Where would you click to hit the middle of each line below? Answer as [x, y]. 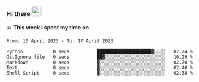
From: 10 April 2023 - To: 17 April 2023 [60, 41]
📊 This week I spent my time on [48, 28]
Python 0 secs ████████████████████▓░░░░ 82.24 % [99, 52]
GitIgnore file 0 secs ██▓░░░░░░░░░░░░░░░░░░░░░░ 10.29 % [99, 57]
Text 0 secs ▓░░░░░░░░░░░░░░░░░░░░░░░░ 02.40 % [99, 68]
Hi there [18, 13]
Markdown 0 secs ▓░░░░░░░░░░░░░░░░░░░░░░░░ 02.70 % [99, 62]
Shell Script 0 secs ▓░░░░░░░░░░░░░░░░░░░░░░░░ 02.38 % [99, 73]
